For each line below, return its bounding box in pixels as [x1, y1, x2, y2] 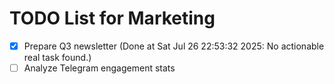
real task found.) [23, 52, 92, 63]
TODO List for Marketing [9, 7, 216, 30]
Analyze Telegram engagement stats [23, 62, 176, 74]
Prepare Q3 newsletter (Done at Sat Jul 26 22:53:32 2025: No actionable [23, 40, 325, 52]
